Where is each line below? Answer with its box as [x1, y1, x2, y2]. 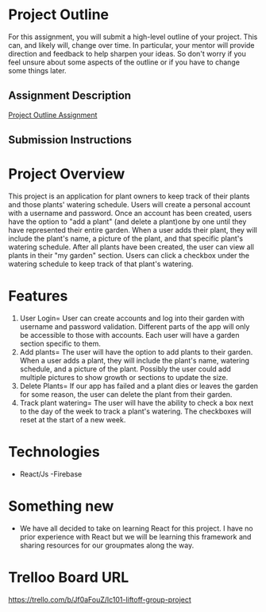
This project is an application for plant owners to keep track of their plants [8, 191, 250, 201]
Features [8, 287, 68, 305]
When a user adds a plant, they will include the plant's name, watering [19, 356, 250, 366]
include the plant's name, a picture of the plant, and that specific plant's [8, 233, 244, 244]
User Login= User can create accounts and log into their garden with [19, 313, 245, 324]
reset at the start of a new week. [19, 415, 126, 425]
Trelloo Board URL [8, 568, 129, 586]
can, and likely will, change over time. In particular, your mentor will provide [8, 40, 256, 49]
